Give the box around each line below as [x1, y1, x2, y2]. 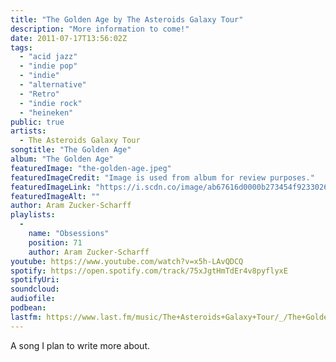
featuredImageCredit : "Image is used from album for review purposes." [10, 172, 315, 183]
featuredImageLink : [10, 182, 92, 192]
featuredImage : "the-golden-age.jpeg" [10, 163, 172, 173]
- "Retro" [19, 89, 60, 99]
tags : [10, 42, 33, 53]
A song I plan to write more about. [10, 339, 150, 351]
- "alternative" [19, 80, 87, 90]
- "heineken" [19, 107, 74, 118]
